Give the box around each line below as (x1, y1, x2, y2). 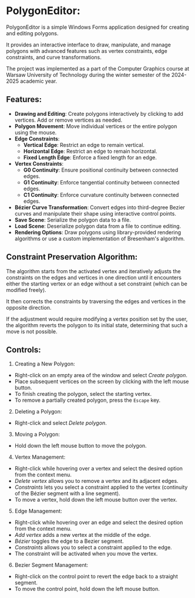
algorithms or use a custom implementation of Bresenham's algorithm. (14, 235, 185, 242)
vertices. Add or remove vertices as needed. (14, 116, 122, 123)
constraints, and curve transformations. (6, 53, 102, 61)
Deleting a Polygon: (14, 408, 62, 415)
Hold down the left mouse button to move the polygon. (14, 442, 147, 449)
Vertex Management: (14, 453, 66, 461)
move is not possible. (6, 328, 58, 335)
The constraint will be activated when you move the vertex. (14, 550, 158, 557)
